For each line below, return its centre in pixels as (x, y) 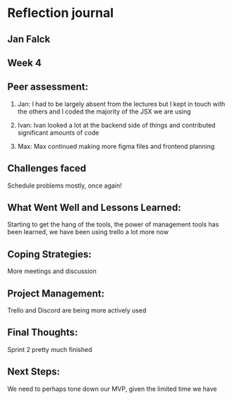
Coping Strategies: (49, 254)
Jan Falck (29, 39)
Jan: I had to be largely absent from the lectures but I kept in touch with (121, 104)
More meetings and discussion (52, 271)
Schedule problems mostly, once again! (65, 186)
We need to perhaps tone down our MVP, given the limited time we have (112, 389)
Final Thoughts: (43, 333)
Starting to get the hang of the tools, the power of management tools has (113, 224)
